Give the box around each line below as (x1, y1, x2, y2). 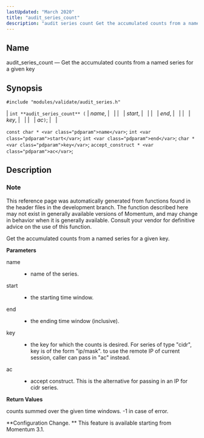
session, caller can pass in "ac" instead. (30, 353, 131, 361)
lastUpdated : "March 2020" (6, 9, 75, 15)
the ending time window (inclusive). (30, 317, 120, 324)
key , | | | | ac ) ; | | (6, 116, 58, 123)
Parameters (6, 246, 36, 254)
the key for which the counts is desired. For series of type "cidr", (30, 341, 192, 348)
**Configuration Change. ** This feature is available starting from (6, 419, 172, 426)
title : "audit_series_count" (6, 15, 80, 21)
